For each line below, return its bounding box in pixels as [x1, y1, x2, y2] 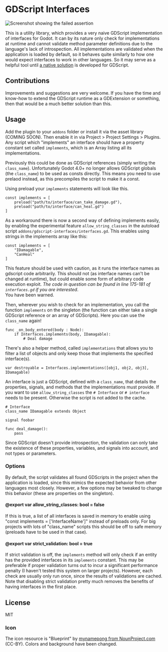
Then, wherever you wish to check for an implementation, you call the [5, 301, 149, 307]
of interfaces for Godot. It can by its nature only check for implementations [5, 35, 159, 41]
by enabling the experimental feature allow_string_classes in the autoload [5, 222, 159, 228]
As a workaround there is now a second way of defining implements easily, [5, 217, 160, 223]
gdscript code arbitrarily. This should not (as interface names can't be [5, 270, 150, 276]
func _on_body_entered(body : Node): [5, 327, 84, 333]
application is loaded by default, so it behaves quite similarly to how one [5, 51, 154, 57]
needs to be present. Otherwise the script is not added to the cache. [5, 394, 146, 400]
